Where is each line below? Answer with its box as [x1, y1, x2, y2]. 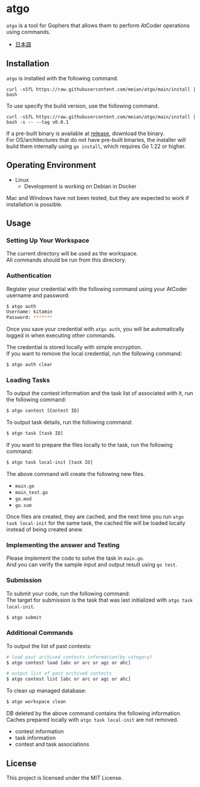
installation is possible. [6, 201, 63, 208]
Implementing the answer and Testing [6, 541, 120, 549]
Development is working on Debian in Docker [24, 182, 137, 190]
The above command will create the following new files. [6, 470, 145, 477]
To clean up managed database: [6, 687, 86, 695]
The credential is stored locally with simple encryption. [6, 344, 143, 351]
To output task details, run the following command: [6, 419, 133, 426]
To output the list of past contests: [6, 642, 92, 649]
